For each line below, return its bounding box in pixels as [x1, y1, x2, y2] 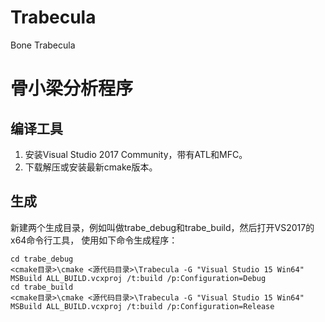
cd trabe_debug [10, 254, 74, 264]
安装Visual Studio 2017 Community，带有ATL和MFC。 [24, 148, 248, 160]
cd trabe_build [10, 282, 74, 292]
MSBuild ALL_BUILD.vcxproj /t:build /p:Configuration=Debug [10, 273, 267, 283]
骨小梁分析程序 [10, 77, 134, 100]
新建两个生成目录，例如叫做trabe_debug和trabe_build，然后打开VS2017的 [10, 221, 315, 233]
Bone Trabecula [10, 39, 76, 51]
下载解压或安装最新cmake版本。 [24, 161, 158, 173]
